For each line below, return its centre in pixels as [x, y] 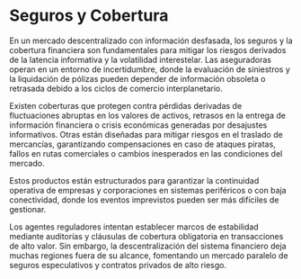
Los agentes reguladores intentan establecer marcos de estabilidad [134, 227]
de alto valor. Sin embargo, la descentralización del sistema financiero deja [148, 246]
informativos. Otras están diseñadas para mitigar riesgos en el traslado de [146, 134]
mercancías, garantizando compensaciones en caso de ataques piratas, [142, 144]
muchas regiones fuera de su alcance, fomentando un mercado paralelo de [149, 255]
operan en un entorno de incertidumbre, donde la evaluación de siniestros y [150, 69]
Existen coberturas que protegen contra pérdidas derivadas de [126, 105]
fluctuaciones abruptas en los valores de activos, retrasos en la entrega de [147, 115]
